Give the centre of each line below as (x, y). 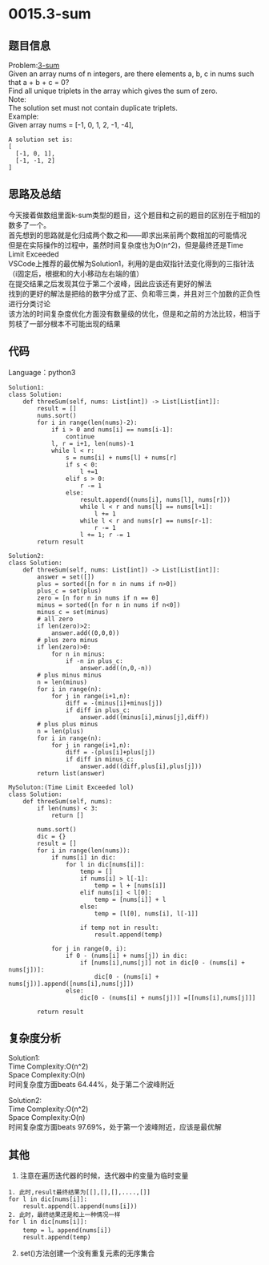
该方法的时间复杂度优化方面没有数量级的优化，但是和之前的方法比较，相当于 (134, 313)
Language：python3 (42, 372)
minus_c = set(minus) (73, 612)
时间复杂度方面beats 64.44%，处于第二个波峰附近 (91, 1085)
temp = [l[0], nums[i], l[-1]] (146, 913)
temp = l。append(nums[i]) (67, 1231)
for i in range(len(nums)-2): (87, 422)
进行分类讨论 (29, 303)
